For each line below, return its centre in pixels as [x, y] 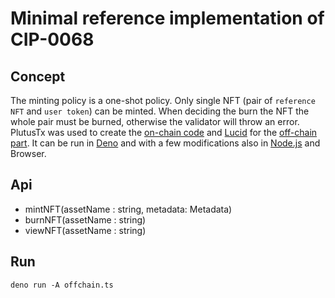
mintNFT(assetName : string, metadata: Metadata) [128, 209]
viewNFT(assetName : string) [85, 230]
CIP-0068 [52, 39]
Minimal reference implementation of [167, 18]
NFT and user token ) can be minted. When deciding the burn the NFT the [160, 111]
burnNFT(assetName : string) [85, 219]
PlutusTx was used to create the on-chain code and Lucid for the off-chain [164, 132]
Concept [38, 76]
